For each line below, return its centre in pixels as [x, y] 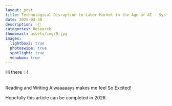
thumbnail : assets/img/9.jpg [36, 34]
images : [14, 39]
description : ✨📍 [23, 24]
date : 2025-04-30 [24, 19]
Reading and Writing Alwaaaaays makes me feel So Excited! [68, 88]
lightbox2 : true [27, 44]
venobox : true [25, 58]
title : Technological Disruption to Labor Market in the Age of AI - [81, 15]
